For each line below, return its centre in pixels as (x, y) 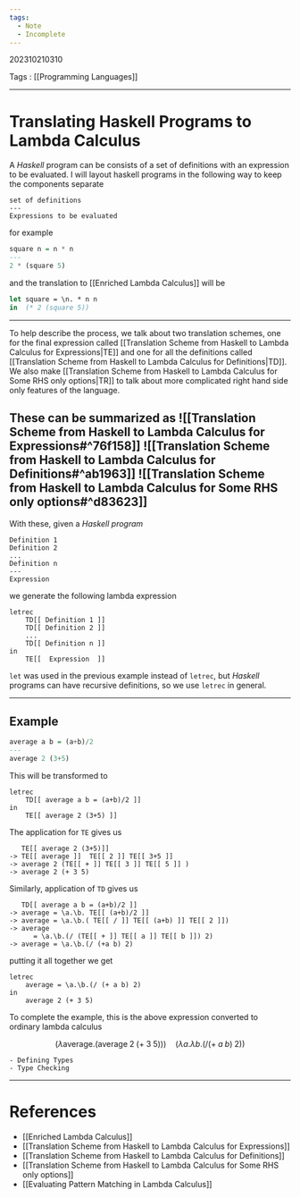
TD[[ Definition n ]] (65, 643)
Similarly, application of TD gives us (74, 888)
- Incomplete (42, 34)
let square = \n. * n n (54, 299)
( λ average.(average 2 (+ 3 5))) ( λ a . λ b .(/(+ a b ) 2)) (150, 1043)
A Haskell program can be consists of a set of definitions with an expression (150, 165)
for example (31, 232)
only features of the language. (65, 390)
